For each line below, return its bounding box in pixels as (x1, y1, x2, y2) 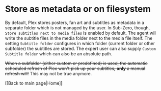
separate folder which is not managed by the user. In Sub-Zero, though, (5, 24, 150, 30)
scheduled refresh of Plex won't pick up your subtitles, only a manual (5, 65, 146, 71)
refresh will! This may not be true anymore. (5, 70, 92, 76)
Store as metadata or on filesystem (5, 3, 151, 15)
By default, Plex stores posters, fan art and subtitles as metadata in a (5, 20, 144, 25)
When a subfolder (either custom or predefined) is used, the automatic (5, 60, 148, 66)
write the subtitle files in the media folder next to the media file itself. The (5, 35, 153, 41)
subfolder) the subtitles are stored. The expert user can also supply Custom (5, 45, 156, 51)
